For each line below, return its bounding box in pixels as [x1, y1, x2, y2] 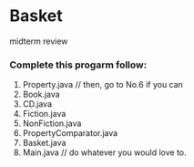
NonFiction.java [22, 118, 82, 129]
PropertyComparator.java [22, 128, 118, 139]
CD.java [22, 99, 53, 110]
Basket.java [22, 138, 66, 149]
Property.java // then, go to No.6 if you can [22, 79, 184, 90]
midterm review [9, 36, 68, 47]
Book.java [22, 89, 61, 100]
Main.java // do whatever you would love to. [22, 147, 187, 158]
